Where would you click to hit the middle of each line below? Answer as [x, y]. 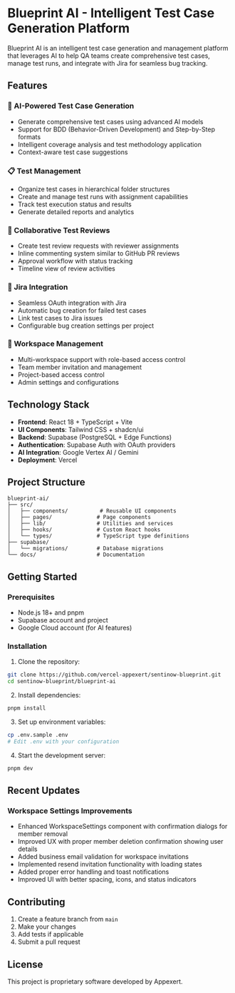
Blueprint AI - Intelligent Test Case [111, 13]
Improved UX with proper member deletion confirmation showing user [120, 842]
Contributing [36, 902]
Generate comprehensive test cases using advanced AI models [111, 121]
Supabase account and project [63, 620]
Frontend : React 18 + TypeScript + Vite [75, 422]
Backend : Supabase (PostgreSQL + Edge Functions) [95, 437]
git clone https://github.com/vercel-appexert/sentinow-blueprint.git [114, 675]
